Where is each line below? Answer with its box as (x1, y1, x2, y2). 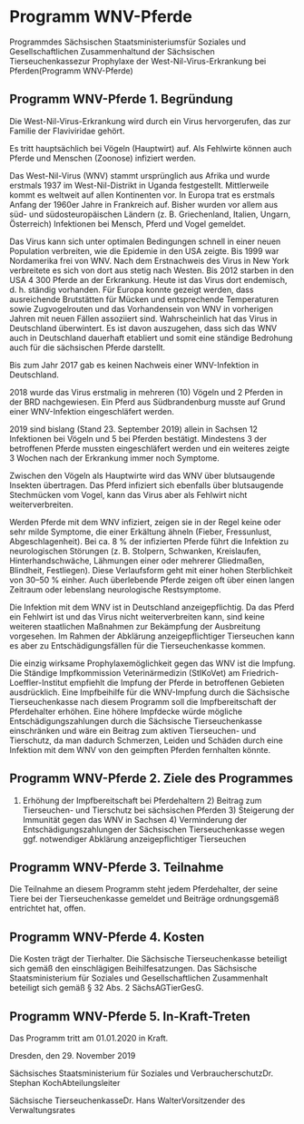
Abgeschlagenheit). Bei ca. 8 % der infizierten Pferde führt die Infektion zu (9, 535, 289, 546)
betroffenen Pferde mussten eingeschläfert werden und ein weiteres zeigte (9, 443, 290, 454)
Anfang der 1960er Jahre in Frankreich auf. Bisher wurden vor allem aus (9, 199, 279, 210)
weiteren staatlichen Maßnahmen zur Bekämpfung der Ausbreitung (9, 621, 261, 631)
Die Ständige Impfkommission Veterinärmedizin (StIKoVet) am (9, 667, 240, 678)
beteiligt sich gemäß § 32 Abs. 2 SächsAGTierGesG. (9, 982, 204, 993)
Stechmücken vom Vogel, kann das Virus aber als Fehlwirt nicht (9, 489, 248, 500)
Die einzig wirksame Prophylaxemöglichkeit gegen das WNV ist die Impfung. (9, 658, 296, 669)
